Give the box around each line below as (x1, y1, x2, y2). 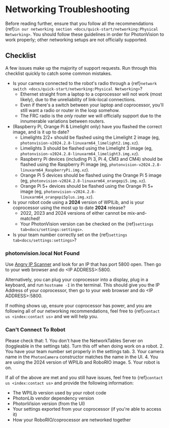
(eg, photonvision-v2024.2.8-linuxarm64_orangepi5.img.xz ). (20, 177, 147, 184)
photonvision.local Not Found (5, 249, 80, 256)
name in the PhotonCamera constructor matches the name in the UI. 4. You (5, 354, 158, 360)
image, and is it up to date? (12, 129, 70, 135)
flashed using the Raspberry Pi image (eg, (20, 161, 108, 167)
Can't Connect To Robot (5, 326, 66, 333)
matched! (20, 215, 41, 221)
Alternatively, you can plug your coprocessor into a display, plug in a (5, 276, 149, 283)
